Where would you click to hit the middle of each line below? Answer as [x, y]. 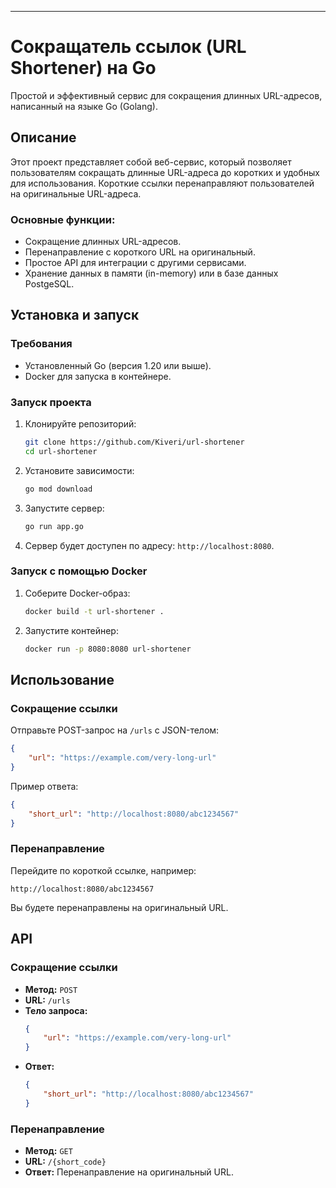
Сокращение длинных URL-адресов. [103, 242]
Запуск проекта [51, 402]
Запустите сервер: [64, 508]
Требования [41, 344]
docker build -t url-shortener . [94, 611]
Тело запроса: [56, 1010]
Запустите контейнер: [71, 630]
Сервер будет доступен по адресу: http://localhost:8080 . [149, 545]
